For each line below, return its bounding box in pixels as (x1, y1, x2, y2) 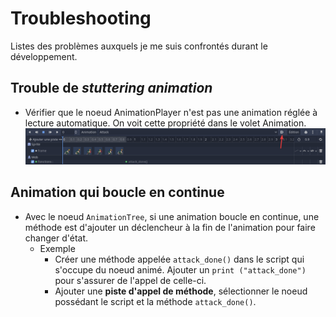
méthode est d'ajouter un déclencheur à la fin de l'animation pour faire (24, 221, 316, 233)
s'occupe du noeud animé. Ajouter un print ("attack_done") (54, 263, 307, 276)
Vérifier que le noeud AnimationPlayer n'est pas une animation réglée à (24, 106, 318, 118)
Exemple (39, 242, 76, 254)
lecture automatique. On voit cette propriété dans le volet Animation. (24, 117, 307, 129)
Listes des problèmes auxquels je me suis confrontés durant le (10, 40, 268, 52)
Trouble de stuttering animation (10, 80, 213, 97)
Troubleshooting (10, 7, 152, 30)
